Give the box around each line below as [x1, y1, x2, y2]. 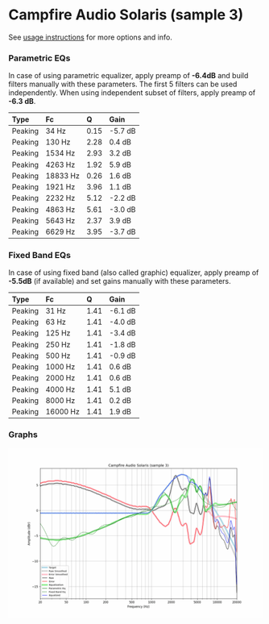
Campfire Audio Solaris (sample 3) [8, 6, 244, 24]
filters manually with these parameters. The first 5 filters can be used [8, 79, 238, 89]
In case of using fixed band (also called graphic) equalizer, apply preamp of [8, 268, 259, 277]
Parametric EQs [8, 52, 71, 64]
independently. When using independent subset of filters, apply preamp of [8, 88, 256, 98]
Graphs [8, 429, 38, 440]
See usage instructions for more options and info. [8, 32, 173, 42]
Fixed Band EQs [8, 249, 71, 260]
